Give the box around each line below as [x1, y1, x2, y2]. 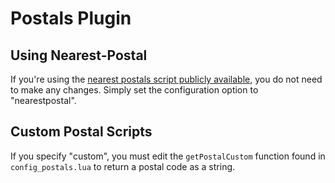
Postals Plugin [10, 7, 132, 30]
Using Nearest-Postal [10, 47, 148, 64]
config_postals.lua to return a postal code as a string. [10, 160, 236, 172]
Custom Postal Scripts [10, 123, 153, 141]
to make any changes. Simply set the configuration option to [10, 84, 259, 96]
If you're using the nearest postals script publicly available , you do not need [10, 73, 323, 85]
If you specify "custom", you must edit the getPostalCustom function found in [10, 150, 326, 162]
